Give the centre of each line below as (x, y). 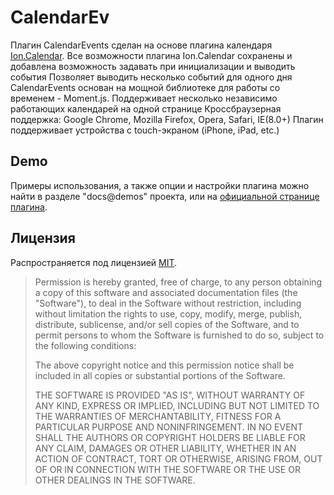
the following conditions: (85, 345)
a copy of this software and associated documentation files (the (166, 292)
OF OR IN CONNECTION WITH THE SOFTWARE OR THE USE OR (167, 469)
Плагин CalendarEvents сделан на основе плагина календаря (141, 45)
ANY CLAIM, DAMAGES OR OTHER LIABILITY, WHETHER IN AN (165, 448)
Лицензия (43, 238)
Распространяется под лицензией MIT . (94, 262)
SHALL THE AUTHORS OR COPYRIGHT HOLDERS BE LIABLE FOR (170, 437)
